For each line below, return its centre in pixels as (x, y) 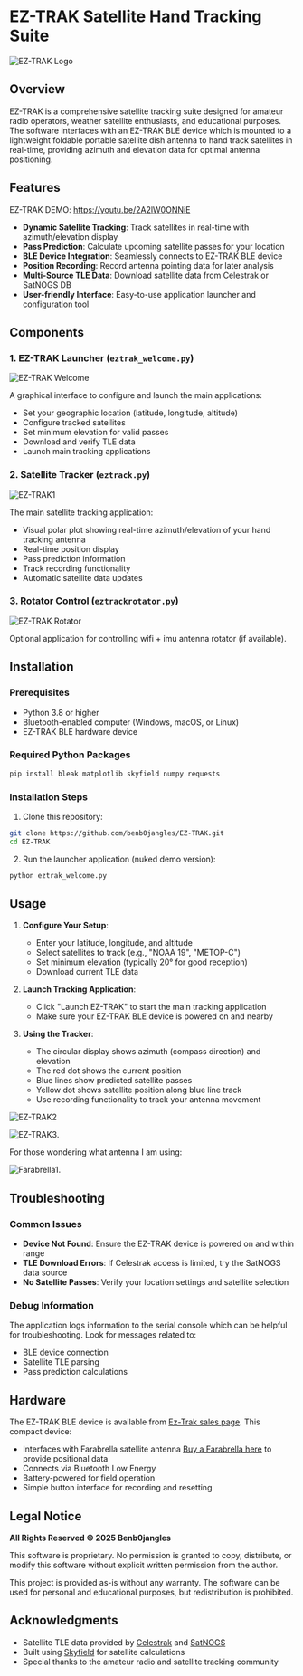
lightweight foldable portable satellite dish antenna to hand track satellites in (151, 140)
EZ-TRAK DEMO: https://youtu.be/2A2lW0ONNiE (100, 209)
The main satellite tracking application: (81, 512)
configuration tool (56, 304)
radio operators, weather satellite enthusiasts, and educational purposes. (146, 120)
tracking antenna (54, 539)
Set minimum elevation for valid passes (95, 433)
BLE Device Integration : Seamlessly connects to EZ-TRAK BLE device (152, 256)
